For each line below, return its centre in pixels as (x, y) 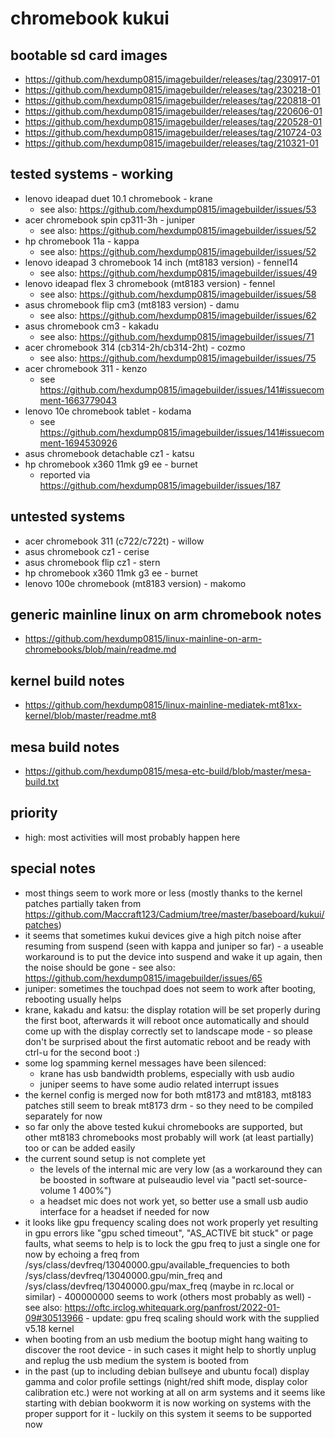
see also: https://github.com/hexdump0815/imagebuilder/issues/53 (178, 209)
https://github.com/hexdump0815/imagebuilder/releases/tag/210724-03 (173, 132)
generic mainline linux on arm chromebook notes (166, 615)
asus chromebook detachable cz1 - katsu (109, 453)
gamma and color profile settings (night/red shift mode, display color (166, 1381)
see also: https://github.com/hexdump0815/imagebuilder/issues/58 (178, 294)
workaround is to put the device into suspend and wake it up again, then (173, 956)
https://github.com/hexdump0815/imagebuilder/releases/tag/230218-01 (172, 90)
